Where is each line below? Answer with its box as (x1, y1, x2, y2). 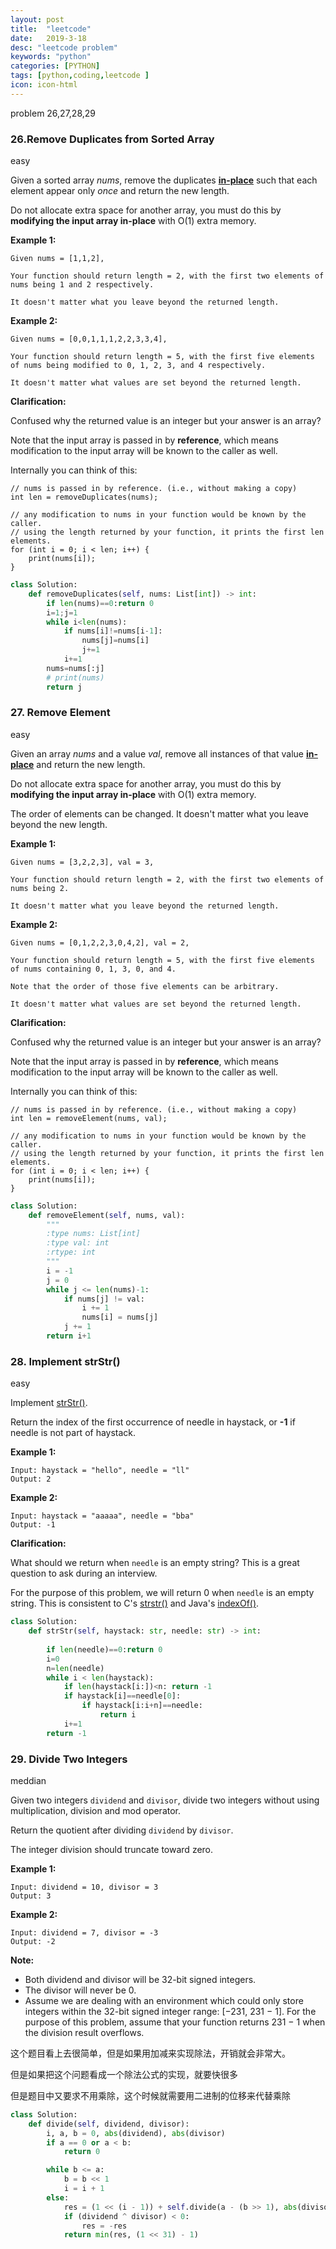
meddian (10, 1774, 47, 1786)
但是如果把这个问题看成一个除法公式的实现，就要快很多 (10, 2068, 238, 2080)
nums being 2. (10, 883, 70, 893)
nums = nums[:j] (46, 663, 105, 673)
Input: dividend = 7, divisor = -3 (10, 1927, 159, 1938)
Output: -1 (10, 1520, 56, 1530)
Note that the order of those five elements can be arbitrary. (10, 981, 280, 991)
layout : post (10, 14, 65, 25)
